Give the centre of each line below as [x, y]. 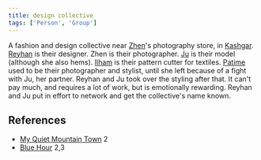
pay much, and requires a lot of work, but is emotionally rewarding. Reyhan [130, 87]
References [37, 120]
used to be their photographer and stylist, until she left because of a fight [127, 70]
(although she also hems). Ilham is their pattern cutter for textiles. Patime [127, 62]
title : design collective [51, 15]
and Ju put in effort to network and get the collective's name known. [120, 95]
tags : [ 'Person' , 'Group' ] [53, 23]
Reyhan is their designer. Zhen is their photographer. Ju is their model [122, 54]
